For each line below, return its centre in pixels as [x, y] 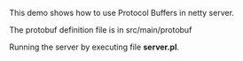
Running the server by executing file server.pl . [94, 47]
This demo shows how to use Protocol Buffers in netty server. [122, 13]
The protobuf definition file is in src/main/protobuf [101, 30]
